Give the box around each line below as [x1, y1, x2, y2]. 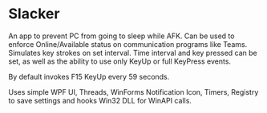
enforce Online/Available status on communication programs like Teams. [8, 39, 248, 49]
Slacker [8, 5, 60, 23]
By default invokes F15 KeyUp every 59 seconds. [8, 72, 170, 81]
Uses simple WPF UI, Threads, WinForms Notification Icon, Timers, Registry [8, 87, 259, 96]
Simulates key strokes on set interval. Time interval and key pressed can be [8, 48, 258, 57]
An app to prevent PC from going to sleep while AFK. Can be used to [8, 31, 235, 41]
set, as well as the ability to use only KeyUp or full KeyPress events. [8, 56, 231, 66]
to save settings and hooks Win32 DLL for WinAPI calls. [8, 95, 192, 105]
